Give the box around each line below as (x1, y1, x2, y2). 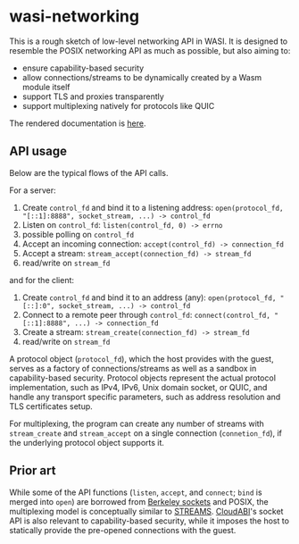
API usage (9, 144, 67, 159)
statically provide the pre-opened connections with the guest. (9, 524, 237, 535)
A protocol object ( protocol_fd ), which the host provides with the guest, (9, 353, 274, 364)
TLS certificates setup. (9, 400, 94, 412)
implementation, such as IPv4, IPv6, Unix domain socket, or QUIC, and (9, 381, 268, 392)
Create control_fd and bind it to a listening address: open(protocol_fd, (21, 202, 284, 213)
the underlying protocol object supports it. (9, 437, 165, 448)
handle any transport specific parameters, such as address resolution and (9, 391, 281, 402)
